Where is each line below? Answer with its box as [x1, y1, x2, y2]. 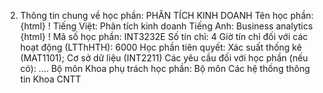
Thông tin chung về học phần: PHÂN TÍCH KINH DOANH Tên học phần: [19, 10, 314, 21]
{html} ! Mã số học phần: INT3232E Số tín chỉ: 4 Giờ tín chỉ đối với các [19, 31, 308, 42]
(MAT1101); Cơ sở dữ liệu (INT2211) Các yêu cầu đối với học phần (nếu [19, 52, 308, 64]
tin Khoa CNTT [19, 73, 82, 85]
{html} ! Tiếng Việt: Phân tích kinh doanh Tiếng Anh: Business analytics [19, 20, 313, 32]
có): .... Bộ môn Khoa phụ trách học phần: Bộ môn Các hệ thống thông [19, 63, 311, 74]
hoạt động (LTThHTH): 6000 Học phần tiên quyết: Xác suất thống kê [19, 41, 303, 53]
